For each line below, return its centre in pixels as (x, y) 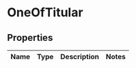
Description (80, 57)
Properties (30, 38)
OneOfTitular (45, 13)
